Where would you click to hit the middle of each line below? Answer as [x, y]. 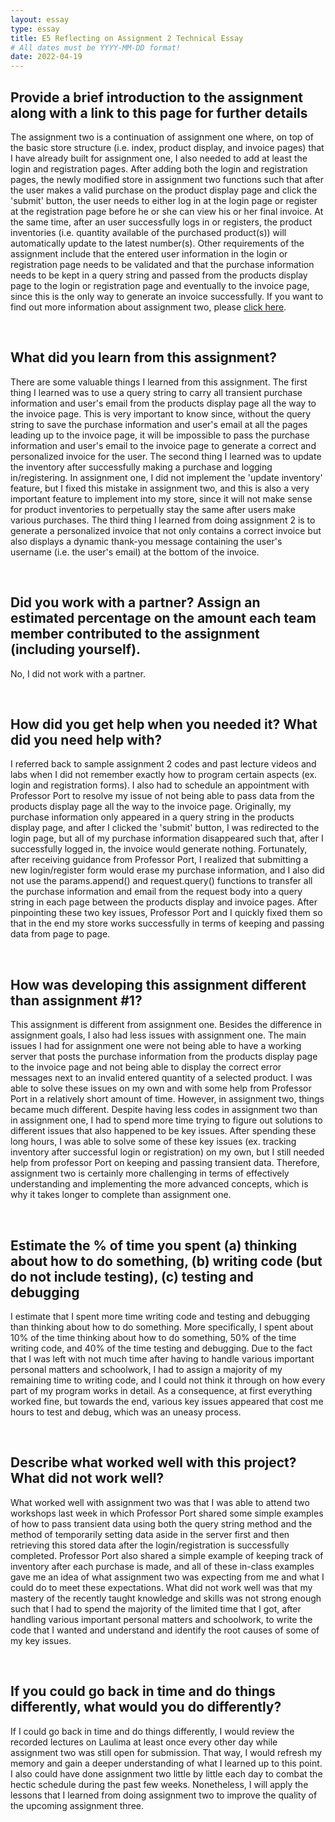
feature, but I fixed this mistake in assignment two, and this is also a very [160, 488]
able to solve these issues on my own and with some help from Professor [161, 1088]
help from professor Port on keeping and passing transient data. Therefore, [165, 1163]
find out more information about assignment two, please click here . [148, 307]
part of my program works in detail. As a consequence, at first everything [161, 1390]
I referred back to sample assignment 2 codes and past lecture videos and [163, 764]
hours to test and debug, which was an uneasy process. [126, 1412]
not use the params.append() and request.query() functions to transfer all [161, 881]
